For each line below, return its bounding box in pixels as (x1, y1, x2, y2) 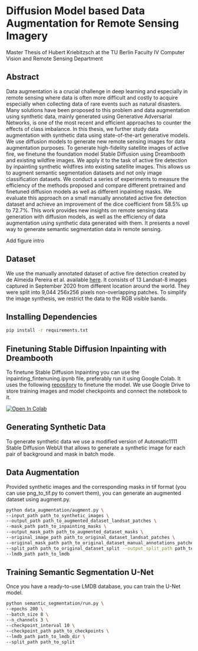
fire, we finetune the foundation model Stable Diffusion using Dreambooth (6, 150, 186, 157)
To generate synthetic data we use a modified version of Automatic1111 (6, 438, 178, 445)
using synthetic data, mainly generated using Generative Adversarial (6, 113, 173, 120)
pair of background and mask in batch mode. (6, 450, 115, 458)
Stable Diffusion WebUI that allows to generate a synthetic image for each (6, 444, 186, 451)
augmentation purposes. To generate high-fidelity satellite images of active (6, 144, 189, 151)
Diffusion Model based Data (6, 4, 146, 18)
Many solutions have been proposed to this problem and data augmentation (6, 106, 190, 113)
